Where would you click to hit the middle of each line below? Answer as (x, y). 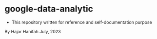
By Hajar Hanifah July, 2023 (33, 31)
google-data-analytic (49, 9)
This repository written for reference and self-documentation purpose (82, 22)
